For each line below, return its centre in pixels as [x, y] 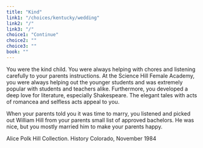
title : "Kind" [24, 12]
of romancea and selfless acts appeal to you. [63, 102]
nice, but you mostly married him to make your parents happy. [85, 127]
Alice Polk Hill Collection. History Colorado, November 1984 [81, 138]
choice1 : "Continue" [33, 35]
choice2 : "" [21, 40]
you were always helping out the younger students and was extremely [95, 82]
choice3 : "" [21, 46]
